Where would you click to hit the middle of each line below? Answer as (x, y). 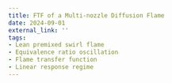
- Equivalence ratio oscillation (63, 52)
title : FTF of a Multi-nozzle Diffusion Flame (86, 15)
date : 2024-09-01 (37, 23)
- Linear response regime (51, 67)
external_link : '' (38, 30)
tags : (17, 38)
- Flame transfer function (53, 60)
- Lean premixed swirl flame (56, 45)
